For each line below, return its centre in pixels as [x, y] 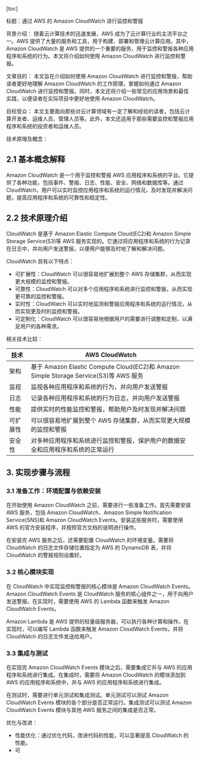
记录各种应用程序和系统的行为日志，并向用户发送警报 [105, 398]
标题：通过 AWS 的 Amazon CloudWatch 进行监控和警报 [75, 21]
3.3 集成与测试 [27, 653]
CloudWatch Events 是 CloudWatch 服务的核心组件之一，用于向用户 [110, 594]
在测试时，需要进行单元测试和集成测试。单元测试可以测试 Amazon [87, 695]
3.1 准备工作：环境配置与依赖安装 [54, 491]
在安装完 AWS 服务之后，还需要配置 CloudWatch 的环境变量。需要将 [90, 540]
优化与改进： [22, 723]
